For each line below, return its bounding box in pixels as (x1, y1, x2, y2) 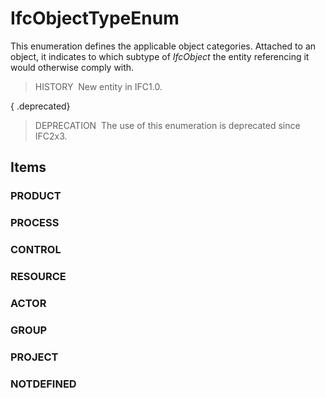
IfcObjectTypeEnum (10, 7, 180, 30)
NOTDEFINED (10, 377, 77, 391)
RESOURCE (10, 270, 67, 284)
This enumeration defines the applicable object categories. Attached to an (10, 40, 317, 52)
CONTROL (10, 243, 62, 257)
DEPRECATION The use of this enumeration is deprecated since (34, 119, 301, 131)
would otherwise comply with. (10, 61, 135, 73)
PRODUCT (10, 189, 62, 203)
